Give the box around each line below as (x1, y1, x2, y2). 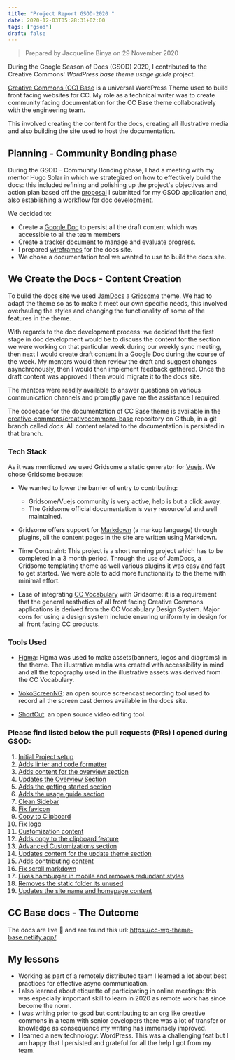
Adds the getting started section (17, 782, 111, 791)
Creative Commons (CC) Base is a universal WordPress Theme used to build (8, 83, 228, 92)
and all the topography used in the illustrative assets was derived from (17, 668, 221, 677)
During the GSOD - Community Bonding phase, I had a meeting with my (8, 166, 215, 175)
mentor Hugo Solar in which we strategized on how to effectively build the (8, 173, 222, 182)
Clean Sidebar (17, 797, 59, 806)
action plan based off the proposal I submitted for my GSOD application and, (8, 189, 228, 197)
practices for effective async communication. (17, 979, 149, 988)
